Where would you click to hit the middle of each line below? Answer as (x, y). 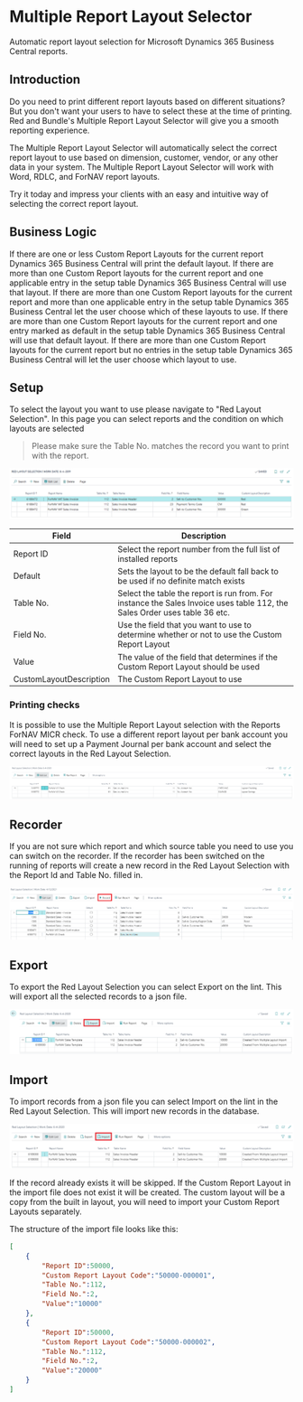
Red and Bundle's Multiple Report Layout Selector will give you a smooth (144, 120)
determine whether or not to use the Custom (200, 635)
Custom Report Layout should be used (188, 667)
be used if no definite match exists (181, 581)
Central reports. (39, 51)
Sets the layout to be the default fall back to (198, 571)
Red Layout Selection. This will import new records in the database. (134, 1111)
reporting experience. (50, 130)
